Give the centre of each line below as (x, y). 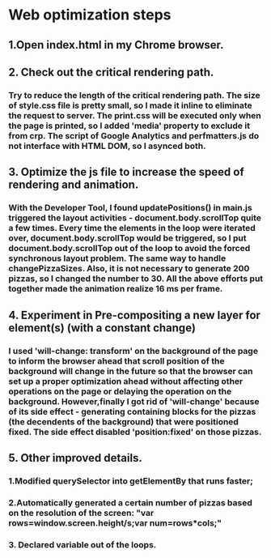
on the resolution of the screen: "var (81, 513)
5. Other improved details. (76, 458)
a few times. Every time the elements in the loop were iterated (132, 228)
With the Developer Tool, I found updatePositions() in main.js (130, 208)
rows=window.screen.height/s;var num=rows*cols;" (115, 522)
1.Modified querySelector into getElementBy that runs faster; (131, 481)
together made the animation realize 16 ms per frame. (116, 289)
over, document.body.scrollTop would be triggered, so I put (127, 238)
